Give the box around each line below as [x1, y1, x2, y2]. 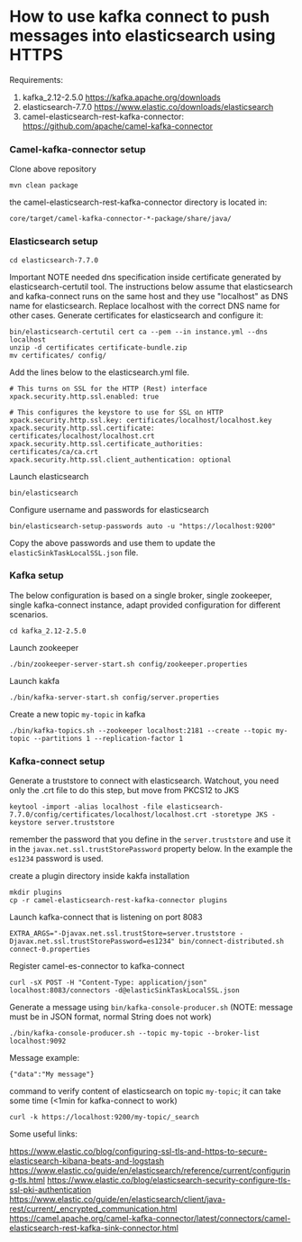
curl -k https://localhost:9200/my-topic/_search [9, 1113, 200, 1122]
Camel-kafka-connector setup [9, 142, 146, 155]
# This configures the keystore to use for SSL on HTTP [9, 407, 224, 416]
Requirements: [9, 74, 63, 85]
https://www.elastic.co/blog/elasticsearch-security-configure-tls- [46, 1174, 291, 1186]
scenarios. [9, 608, 49, 619]
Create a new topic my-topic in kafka [9, 708, 146, 719]
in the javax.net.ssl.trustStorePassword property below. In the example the [9, 844, 293, 854]
